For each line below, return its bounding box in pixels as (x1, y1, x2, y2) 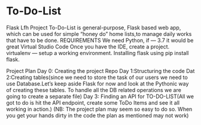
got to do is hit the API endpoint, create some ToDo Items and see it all (6, 99, 180, 106)
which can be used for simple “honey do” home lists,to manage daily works (6, 30, 192, 37)
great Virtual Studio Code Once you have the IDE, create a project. (6, 43, 170, 50)
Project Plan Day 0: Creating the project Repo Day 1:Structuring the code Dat (6, 67, 195, 74)
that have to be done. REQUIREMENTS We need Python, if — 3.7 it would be (6, 36, 194, 44)
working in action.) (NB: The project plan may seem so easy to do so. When (6, 105, 193, 112)
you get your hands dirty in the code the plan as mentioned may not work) (6, 112, 189, 119)
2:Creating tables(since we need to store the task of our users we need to (6, 74, 188, 81)
